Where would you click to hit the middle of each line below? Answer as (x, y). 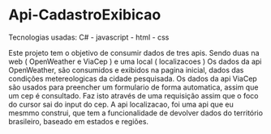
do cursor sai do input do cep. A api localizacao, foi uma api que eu (121, 104)
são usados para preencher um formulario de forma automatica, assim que (133, 87)
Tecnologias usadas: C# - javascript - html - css (89, 37)
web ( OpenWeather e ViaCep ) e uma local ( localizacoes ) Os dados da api (135, 61)
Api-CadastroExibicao (85, 15)
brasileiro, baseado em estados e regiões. (78, 121)
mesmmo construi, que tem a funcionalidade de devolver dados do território (136, 113)
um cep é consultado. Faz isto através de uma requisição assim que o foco (133, 95)
